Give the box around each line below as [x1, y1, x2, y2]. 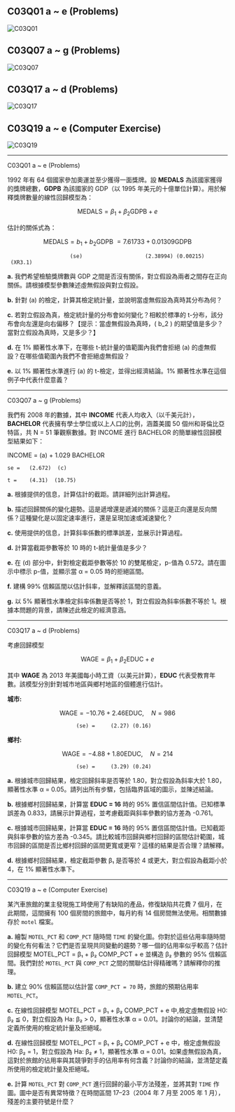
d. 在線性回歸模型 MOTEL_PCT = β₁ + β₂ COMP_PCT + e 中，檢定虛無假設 [7, 1038, 220, 1047]
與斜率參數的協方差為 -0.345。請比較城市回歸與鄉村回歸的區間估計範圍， [7, 832, 219, 840]
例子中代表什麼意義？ [7, 375, 69, 384]
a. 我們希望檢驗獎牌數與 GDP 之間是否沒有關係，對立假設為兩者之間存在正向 [7, 272, 227, 280]
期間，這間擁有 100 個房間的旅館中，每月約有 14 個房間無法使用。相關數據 [13, 909, 227, 917]
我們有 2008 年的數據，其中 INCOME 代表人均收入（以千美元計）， [7, 410, 199, 419]
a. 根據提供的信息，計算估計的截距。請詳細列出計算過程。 [7, 490, 174, 498]
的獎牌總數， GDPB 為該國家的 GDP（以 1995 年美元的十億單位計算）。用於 [7, 185, 220, 193]
